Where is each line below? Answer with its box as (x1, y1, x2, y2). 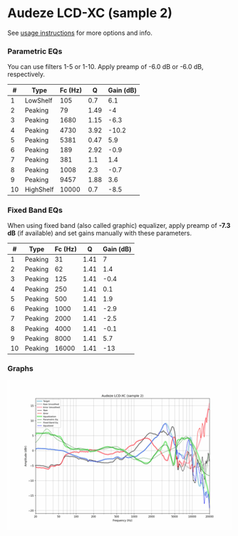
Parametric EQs (7, 46, 63, 56)
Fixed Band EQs (7, 205, 63, 215)
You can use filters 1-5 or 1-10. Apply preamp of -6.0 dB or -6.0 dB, (7, 63, 204, 71)
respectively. (7, 70, 45, 79)
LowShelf (24, 96, 53, 105)
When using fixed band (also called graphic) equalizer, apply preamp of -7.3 (7, 221, 231, 230)
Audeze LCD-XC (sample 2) (7, 5, 173, 21)
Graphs (7, 364, 33, 374)
